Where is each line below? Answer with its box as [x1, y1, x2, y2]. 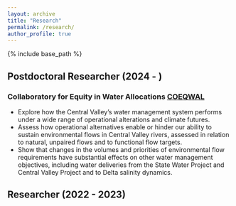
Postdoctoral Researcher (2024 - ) [7, 70, 162, 82]
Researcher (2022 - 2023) [7, 189, 126, 201]
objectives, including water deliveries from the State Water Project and [17, 161, 225, 169]
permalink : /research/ [7, 23, 75, 31]
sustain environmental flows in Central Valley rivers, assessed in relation [17, 130, 230, 139]
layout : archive [7, 10, 55, 18]
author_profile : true [7, 30, 72, 38]
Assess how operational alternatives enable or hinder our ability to [17, 122, 212, 131]
